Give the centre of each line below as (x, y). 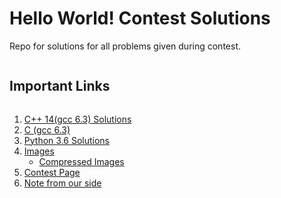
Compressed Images (81, 161)
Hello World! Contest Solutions (140, 18)
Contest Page (52, 172)
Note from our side (62, 183)
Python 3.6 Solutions (66, 140)
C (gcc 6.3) (47, 129)
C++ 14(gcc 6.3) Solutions (77, 119)
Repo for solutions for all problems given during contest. (125, 46)
